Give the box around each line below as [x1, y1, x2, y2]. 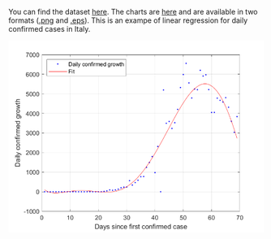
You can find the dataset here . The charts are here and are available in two [8, 7, 258, 16]
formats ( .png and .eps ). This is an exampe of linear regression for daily [8, 15, 248, 25]
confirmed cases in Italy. [8, 24, 91, 33]
